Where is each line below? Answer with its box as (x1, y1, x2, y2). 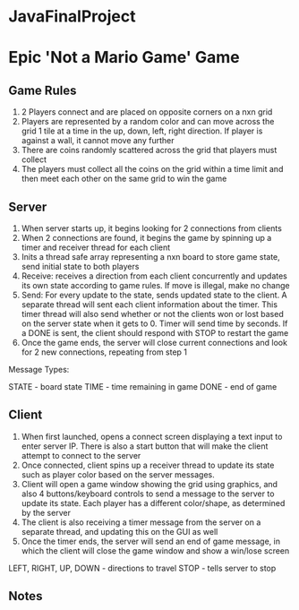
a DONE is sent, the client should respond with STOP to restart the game (21, 328, 289, 338)
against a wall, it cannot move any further (21, 135, 175, 146)
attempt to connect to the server (21, 450, 141, 460)
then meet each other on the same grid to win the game (21, 173, 227, 185)
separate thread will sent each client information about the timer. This (21, 299, 278, 310)
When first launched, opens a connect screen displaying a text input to (21, 431, 283, 442)
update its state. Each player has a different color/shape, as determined (21, 497, 286, 508)
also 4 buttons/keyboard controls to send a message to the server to (21, 488, 275, 499)
